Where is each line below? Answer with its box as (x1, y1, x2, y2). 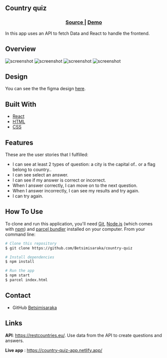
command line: (5, 231, 36, 237)
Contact (5, 291, 31, 300)
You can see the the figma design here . (5, 86, 86, 92)
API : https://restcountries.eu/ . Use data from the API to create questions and (5, 332, 162, 338)
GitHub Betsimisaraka (12, 304, 57, 311)
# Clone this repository (5, 241, 57, 246)
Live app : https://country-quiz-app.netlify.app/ (5, 347, 103, 353)
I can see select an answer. (12, 172, 69, 178)
